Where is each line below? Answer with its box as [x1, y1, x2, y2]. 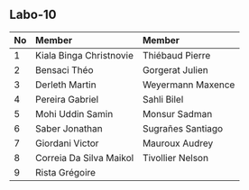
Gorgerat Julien [143, 63, 209, 76]
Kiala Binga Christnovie [35, 49, 134, 61]
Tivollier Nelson [143, 151, 209, 164]
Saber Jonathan [35, 122, 104, 134]
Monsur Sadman [143, 107, 213, 120]
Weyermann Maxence [143, 78, 235, 91]
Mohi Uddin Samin [35, 107, 114, 120]
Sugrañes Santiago [143, 122, 224, 134]
